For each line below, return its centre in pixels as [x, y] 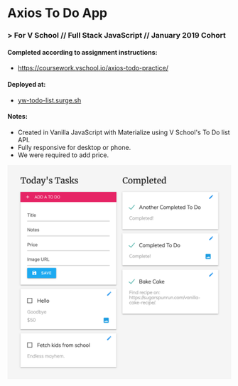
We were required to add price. [63, 155]
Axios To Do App [58, 13]
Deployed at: [27, 84]
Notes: [18, 117]
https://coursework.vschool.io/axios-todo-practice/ [93, 68]
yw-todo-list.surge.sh [49, 100]
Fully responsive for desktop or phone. [74, 147]
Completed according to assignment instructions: [82, 52]
